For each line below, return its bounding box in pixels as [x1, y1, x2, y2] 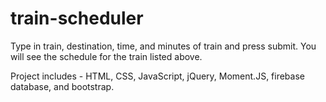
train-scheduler [10, 7, 144, 30]
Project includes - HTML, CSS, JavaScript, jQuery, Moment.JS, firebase [10, 70, 305, 82]
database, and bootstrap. [10, 80, 115, 92]
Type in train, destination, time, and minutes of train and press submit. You [10, 40, 317, 52]
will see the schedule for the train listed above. [10, 50, 203, 62]
